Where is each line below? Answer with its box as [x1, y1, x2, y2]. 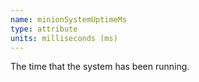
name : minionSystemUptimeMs [10, 14, 128, 25]
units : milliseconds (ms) [10, 33, 118, 43]
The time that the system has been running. [10, 61, 190, 73]
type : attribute [10, 24, 78, 34]
